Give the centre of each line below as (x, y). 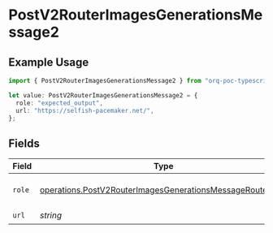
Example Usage (49, 62)
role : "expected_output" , (60, 103)
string (51, 215)
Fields (24, 143)
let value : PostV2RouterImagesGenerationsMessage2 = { (103, 95)
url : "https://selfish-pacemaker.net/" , (85, 110)
